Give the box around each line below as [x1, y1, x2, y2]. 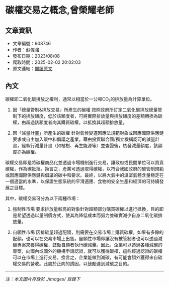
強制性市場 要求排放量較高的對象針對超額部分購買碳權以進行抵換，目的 [12, 206, 159, 212]
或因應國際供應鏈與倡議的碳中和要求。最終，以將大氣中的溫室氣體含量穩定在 [5, 172, 164, 178]
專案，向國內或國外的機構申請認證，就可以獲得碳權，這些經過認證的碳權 [12, 248, 162, 254]
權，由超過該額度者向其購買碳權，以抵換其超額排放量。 [12, 119, 127, 125]
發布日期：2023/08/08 [12, 53, 60, 59]
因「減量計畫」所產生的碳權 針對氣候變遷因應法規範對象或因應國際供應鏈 [12, 130, 164, 136]
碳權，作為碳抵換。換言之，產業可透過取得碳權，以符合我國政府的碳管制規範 [5, 165, 164, 171]
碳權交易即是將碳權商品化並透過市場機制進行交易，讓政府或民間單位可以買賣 [5, 159, 164, 165]
